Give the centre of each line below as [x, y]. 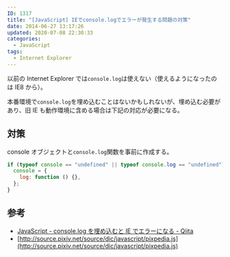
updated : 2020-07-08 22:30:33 [50, 33]
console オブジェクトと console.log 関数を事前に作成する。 [90, 151]
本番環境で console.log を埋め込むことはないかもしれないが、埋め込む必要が [114, 101]
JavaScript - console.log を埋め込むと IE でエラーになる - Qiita [105, 231]
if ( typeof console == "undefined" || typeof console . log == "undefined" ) [116, 164]
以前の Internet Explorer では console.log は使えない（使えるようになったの [112, 78]
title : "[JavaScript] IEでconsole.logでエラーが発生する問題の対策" [99, 20]
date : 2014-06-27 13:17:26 [46, 26]
